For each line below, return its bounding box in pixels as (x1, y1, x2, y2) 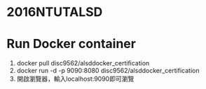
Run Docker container (6, 36, 136, 52)
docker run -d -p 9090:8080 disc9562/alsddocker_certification (16, 67, 200, 75)
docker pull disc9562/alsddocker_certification (16, 59, 150, 67)
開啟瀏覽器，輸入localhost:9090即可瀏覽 (16, 74, 135, 83)
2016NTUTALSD (6, 4, 103, 20)
